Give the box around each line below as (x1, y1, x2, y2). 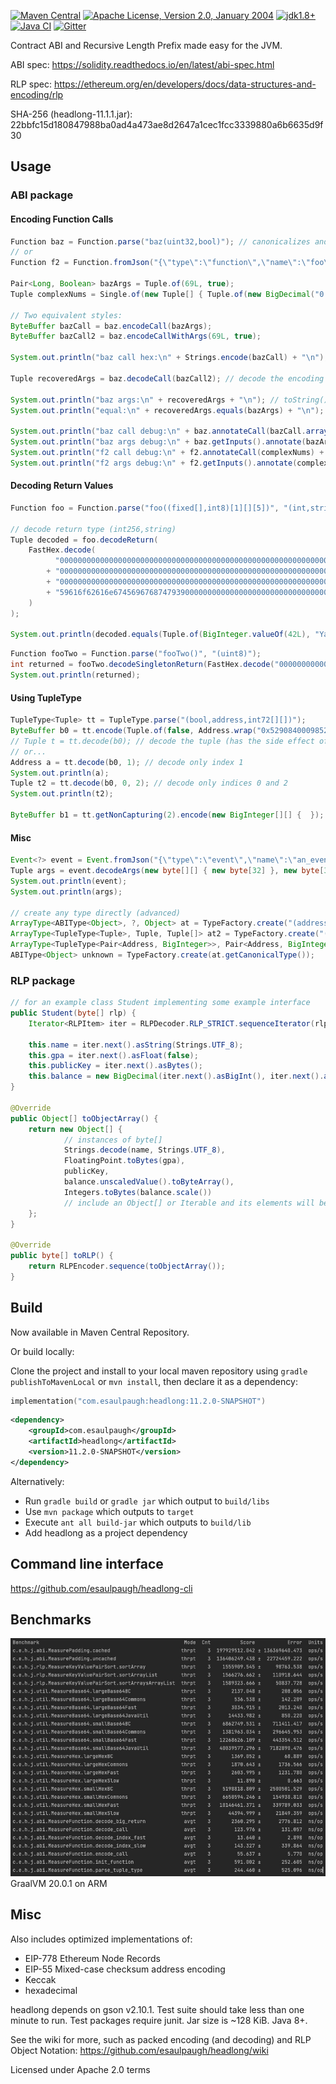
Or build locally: (10, 1345, 75, 1357)
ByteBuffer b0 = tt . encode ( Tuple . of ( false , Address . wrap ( (10, 726, 257, 736)
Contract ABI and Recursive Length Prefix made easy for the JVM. (10, 40, 283, 51)
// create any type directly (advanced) (10, 908, 182, 918)
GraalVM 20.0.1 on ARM (10, 1877, 108, 1889)
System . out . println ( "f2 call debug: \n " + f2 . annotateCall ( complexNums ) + (10, 448, 325, 458)
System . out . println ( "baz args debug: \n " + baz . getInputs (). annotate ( (10, 437, 307, 447)
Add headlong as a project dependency (24, 1526, 188, 1539)
